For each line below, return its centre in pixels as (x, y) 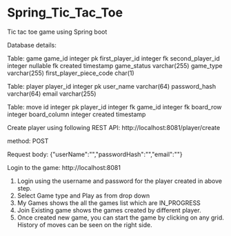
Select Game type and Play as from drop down (83, 195)
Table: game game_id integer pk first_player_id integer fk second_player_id (114, 58)
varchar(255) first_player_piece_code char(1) (71, 73)
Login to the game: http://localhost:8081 (64, 167)
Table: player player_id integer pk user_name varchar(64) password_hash (112, 86)
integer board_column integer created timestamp (77, 114)
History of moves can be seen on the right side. (85, 224)
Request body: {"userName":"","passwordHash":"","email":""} (95, 154)
